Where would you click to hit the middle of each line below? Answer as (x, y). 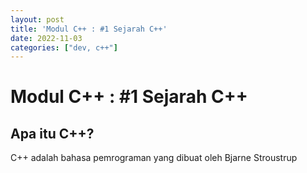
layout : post (37, 19)
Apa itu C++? (52, 133)
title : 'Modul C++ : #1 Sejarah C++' (89, 29)
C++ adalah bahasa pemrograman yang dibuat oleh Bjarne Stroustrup (154, 158)
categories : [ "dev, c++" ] (64, 47)
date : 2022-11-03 (46, 38)
